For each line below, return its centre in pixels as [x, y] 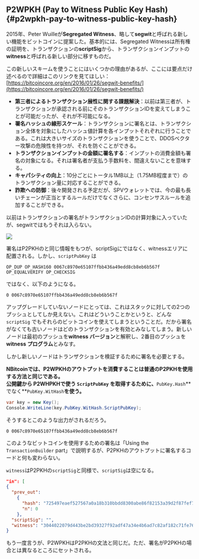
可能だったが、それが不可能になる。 [69, 116]
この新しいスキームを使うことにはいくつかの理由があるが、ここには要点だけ [99, 69]
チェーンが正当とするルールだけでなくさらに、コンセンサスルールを [102, 197]
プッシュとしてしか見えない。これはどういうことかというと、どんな [89, 314]
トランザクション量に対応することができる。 [69, 182]
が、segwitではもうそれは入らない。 [50, 225]
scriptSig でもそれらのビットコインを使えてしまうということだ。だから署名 [99, 321]
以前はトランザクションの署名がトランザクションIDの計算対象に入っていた [97, 217]
